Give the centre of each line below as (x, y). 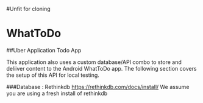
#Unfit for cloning (28, 9)
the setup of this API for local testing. (53, 75)
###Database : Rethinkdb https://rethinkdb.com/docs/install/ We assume (98, 87)
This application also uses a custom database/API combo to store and (94, 62)
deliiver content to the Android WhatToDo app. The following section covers (101, 68)
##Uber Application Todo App (44, 50)
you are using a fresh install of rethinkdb (57, 93)
